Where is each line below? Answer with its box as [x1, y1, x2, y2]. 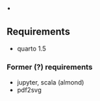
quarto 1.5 [16, 44, 47, 53]
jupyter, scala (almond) [16, 78, 84, 87]
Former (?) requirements [6, 62, 93, 72]
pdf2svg [16, 86, 42, 95]
